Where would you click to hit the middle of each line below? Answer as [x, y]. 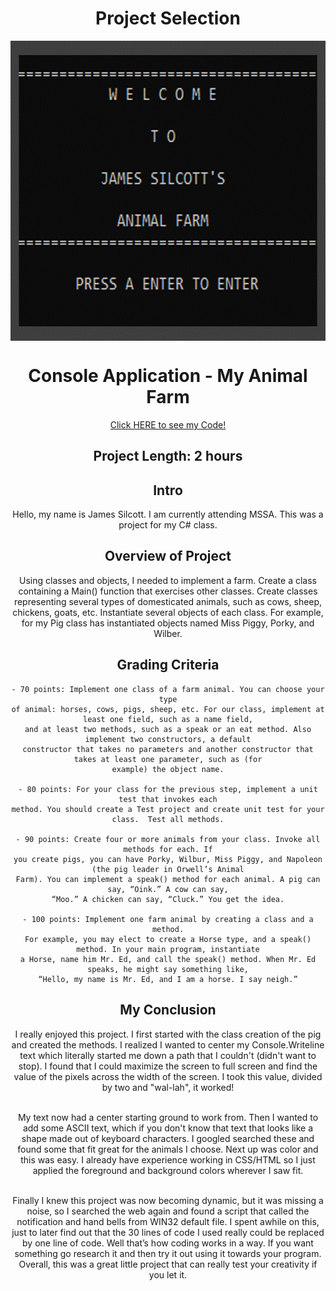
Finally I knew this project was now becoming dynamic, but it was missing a [168, 1200]
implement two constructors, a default [168, 739]
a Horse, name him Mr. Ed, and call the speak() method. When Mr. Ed [168, 959]
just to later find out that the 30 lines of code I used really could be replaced [168, 1232]
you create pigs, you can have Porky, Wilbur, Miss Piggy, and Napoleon [168, 859]
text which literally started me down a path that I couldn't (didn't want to [168, 1055]
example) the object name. [168, 769]
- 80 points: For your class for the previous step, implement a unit [168, 789]
